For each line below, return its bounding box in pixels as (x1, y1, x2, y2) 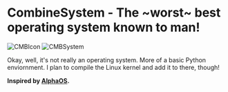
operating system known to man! (7, 19, 200, 35)
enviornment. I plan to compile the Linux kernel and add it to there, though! (7, 63, 220, 71)
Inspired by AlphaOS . (7, 76, 70, 84)
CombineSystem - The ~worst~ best (7, 5, 221, 21)
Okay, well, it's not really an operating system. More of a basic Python (7, 55, 206, 64)
